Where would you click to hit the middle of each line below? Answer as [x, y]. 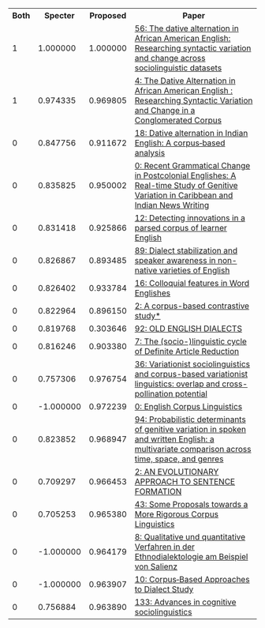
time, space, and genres [179, 459]
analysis [150, 153]
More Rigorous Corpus [177, 514]
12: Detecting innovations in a [190, 218]
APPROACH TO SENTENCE [185, 481]
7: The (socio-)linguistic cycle [190, 341]
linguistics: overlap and [177, 384]
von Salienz [156, 566]
